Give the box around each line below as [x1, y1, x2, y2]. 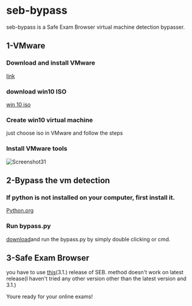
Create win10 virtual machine [6, 116, 93, 124]
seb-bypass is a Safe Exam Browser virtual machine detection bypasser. [6, 23, 185, 31]
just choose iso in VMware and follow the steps [6, 129, 123, 137]
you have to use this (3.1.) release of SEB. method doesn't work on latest [6, 269, 184, 276]
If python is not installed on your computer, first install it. [6, 193, 175, 201]
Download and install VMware [6, 59, 95, 67]
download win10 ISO [6, 87, 67, 96]
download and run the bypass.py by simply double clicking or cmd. [6, 235, 171, 243]
